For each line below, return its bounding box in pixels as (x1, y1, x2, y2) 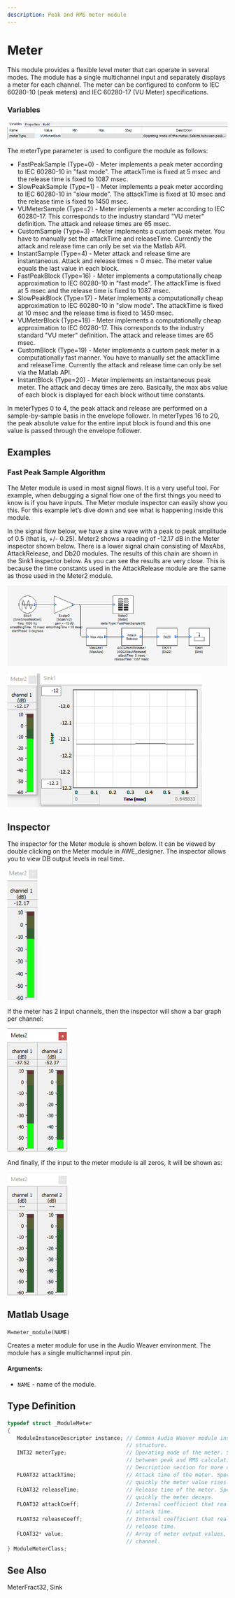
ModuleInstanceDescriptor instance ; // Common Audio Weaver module (16, 1434, 218, 1441)
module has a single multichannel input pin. (7, 1348, 132, 1357)
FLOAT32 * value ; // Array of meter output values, (16, 1530, 227, 1537)
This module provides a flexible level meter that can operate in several (7, 65, 210, 73)
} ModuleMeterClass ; (7, 1545, 68, 1553)
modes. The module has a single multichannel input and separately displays (7, 73, 226, 81)
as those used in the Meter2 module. (7, 571, 113, 580)
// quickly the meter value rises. (126, 1478, 230, 1486)
